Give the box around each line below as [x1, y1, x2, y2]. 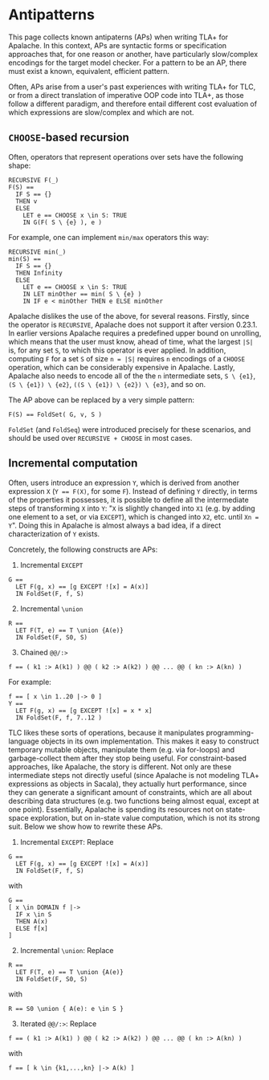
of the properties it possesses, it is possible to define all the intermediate [8, 495, 249, 504]
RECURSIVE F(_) [8, 176, 59, 184]
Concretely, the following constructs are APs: [8, 544, 158, 554]
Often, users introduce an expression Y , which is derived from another [8, 478, 240, 487]
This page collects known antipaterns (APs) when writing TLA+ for [8, 32, 229, 42]
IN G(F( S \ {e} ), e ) [22, 218, 103, 226]
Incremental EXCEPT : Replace [19, 837, 114, 846]
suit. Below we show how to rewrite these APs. [8, 821, 163, 831]
